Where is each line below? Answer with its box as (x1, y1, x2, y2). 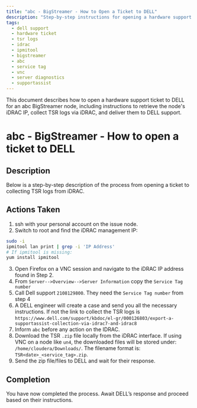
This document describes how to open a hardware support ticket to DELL (6, 96, 185, 103)
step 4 (14, 296, 31, 303)
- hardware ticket (11, 31, 57, 37)
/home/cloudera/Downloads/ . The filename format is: (14, 345, 141, 352)
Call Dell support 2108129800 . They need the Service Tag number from (14, 289, 184, 296)
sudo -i (6, 238, 25, 244)
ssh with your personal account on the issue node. (14, 220, 138, 228)
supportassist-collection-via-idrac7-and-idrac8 (14, 320, 137, 327)
